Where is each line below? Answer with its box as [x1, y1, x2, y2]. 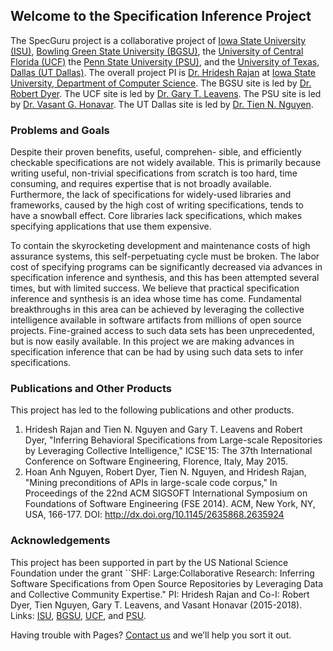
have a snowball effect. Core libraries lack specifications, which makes [10, 210, 303, 222]
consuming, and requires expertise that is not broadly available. [10, 178, 272, 190]
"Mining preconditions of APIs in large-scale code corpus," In [24, 477, 278, 489]
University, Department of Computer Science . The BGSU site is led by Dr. [10, 77, 312, 89]
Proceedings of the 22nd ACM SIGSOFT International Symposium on [24, 487, 308, 499]
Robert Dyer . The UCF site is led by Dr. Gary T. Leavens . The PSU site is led [10, 87, 322, 99]
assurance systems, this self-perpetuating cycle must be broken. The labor [10, 250, 320, 263]
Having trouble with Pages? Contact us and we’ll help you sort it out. [10, 629, 292, 641]
